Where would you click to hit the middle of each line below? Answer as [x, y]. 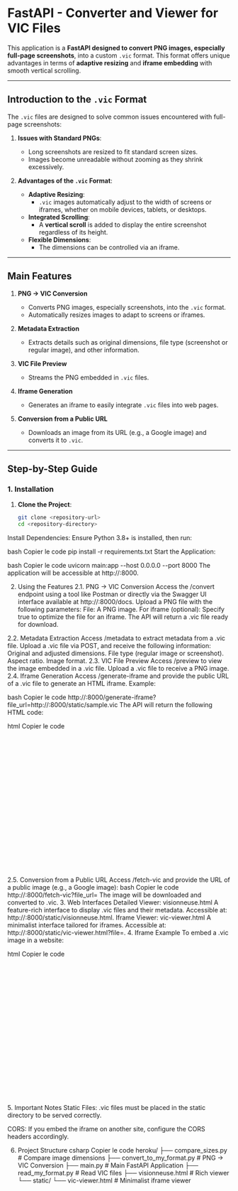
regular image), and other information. [84, 350]
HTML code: [25, 712]
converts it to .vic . [56, 440]
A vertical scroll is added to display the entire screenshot [123, 225]
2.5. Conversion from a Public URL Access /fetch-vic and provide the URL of [119, 880]
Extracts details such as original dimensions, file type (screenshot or [128, 342]
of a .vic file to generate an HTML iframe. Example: [81, 683]
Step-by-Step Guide [52, 469]
